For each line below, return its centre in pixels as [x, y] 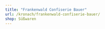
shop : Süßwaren [21, 19]
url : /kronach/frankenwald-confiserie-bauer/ [52, 14]
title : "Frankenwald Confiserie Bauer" [46, 10]
